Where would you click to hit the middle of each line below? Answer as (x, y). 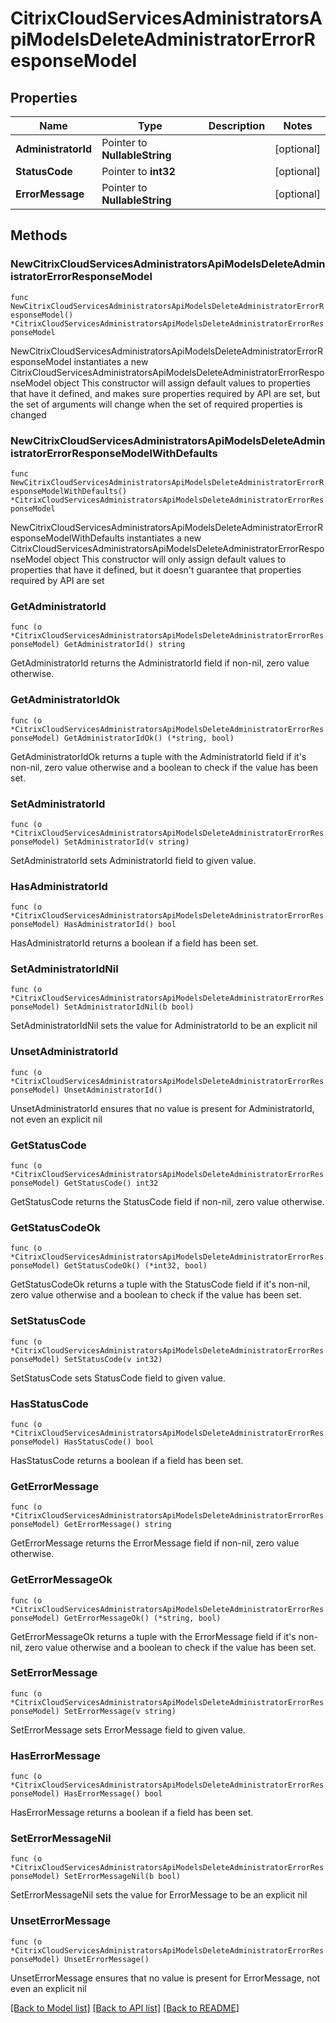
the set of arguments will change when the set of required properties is (156, 404)
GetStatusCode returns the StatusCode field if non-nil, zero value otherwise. (167, 1202)
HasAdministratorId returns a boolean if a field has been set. (134, 943)
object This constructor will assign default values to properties (182, 383)
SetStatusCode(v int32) (113, 1359)
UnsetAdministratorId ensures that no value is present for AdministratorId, (162, 1108)
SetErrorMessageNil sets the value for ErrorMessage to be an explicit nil (159, 1895)
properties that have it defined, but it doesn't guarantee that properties (156, 569)
